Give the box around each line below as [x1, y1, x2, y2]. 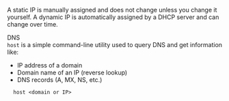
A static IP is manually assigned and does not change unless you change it [7, 6, 217, 14]
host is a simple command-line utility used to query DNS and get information [7, 41, 223, 48]
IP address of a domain [16, 61, 83, 69]
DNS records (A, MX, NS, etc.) [16, 76, 103, 84]
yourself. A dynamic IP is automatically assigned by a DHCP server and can [7, 13, 219, 21]
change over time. [7, 20, 58, 28]
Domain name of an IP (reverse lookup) [16, 68, 128, 76]
